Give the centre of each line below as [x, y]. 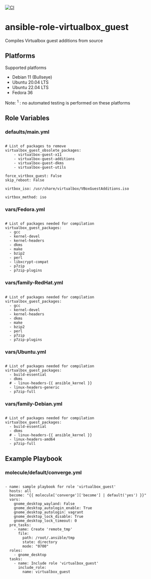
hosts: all [20, 491]
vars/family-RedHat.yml [34, 283]
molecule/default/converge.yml [43, 473]
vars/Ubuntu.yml [25, 351]
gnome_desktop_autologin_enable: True [53, 508]
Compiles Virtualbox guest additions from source [54, 40]
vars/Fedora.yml [25, 210]
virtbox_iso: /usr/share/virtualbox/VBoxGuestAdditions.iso [67, 189]
